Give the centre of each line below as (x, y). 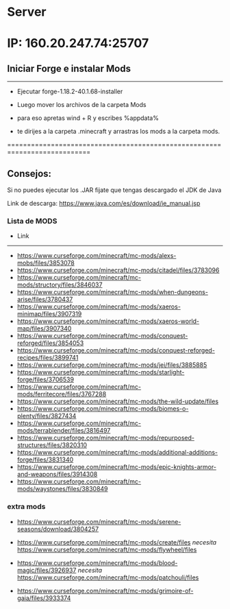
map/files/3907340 (44, 329)
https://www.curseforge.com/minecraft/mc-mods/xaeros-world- (108, 321)
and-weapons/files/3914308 (57, 475)
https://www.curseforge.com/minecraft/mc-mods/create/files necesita (117, 542)
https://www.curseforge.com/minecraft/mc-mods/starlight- (101, 372)
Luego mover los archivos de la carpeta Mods (81, 105)
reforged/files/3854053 (50, 343)
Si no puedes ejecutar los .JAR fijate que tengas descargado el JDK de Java (114, 190)
